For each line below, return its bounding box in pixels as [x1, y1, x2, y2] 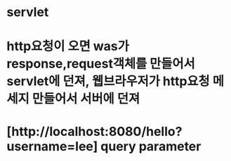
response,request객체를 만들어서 [6, 56, 196, 72]
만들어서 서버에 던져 [32, 91, 140, 107]
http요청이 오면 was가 [6, 38, 129, 55]
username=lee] [6, 138, 98, 154]
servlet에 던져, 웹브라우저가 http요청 [6, 73, 210, 90]
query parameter [100, 138, 202, 154]
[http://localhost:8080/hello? [6, 123, 183, 139]
